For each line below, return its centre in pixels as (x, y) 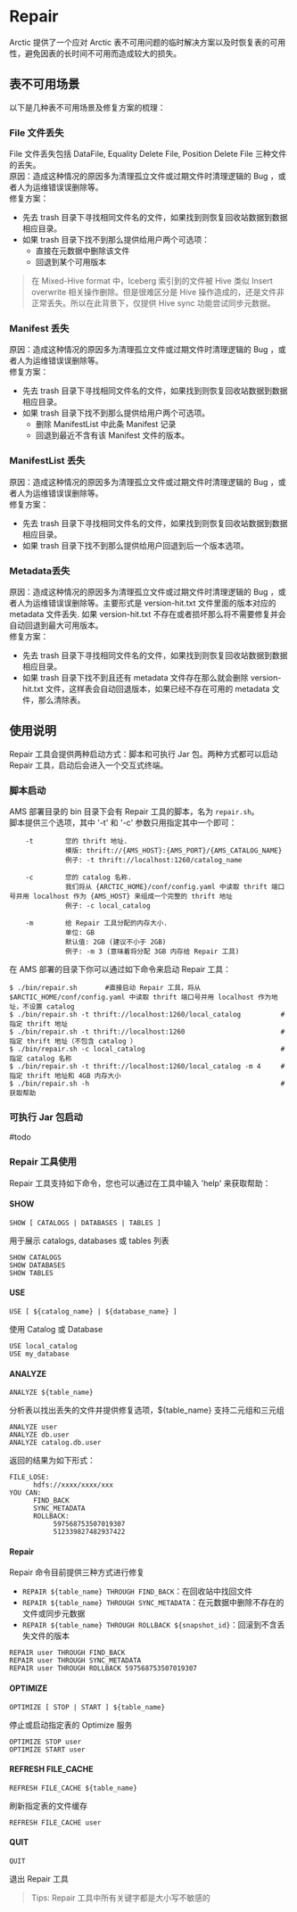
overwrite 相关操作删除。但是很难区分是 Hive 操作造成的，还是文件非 (158, 293)
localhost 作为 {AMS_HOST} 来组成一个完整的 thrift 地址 (133, 897)
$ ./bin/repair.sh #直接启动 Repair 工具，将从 (105, 988)
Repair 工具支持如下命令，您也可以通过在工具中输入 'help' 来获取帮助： (140, 1183)
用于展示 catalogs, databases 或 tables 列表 (89, 1240)
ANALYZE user (33, 1427)
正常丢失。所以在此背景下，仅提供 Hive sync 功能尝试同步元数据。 (153, 303)
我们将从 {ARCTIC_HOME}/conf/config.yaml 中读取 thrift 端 (172, 887)
